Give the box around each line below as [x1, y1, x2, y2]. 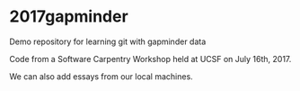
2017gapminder [9, 6, 128, 27]
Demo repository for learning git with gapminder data [9, 36, 207, 47]
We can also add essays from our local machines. [9, 70, 193, 82]
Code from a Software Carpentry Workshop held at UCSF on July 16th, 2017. [9, 53, 292, 64]
